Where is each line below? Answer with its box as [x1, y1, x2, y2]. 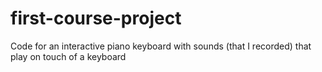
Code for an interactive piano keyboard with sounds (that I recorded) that [10, 40, 312, 52]
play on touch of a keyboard [10, 50, 127, 62]
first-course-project [10, 7, 182, 30]
